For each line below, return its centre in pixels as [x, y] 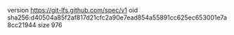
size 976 [50, 25]
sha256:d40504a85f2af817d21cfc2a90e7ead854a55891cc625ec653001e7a [117, 17]
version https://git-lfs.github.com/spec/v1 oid [73, 10]
